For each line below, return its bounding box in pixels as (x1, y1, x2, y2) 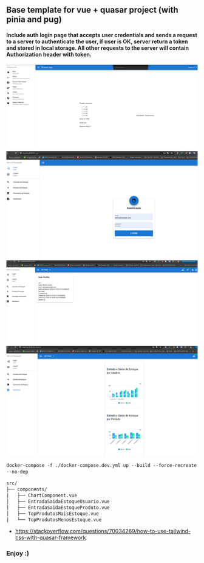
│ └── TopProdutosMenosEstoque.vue (6, 517, 102, 523)
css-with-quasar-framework (15, 534, 86, 541)
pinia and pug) (6, 15, 62, 25)
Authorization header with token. (6, 51, 92, 58)
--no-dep (6, 469, 29, 475)
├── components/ (6, 486, 47, 492)
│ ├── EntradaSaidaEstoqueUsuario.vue (6, 498, 110, 505)
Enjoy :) (6, 549, 29, 558)
